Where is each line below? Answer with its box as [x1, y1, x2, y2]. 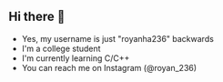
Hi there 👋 [8, 9, 66, 25]
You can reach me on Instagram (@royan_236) [21, 62, 198, 73]
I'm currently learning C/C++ [21, 52, 130, 64]
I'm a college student [21, 43, 101, 54]
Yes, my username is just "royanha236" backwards [21, 33, 215, 44]
